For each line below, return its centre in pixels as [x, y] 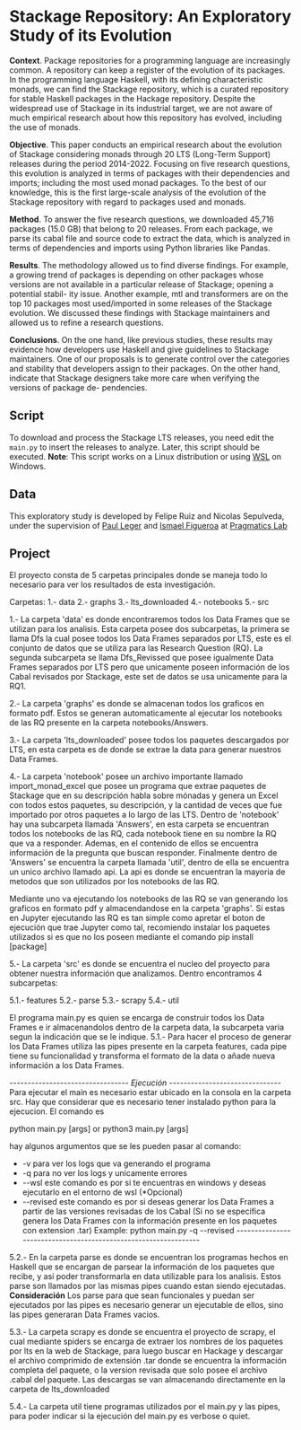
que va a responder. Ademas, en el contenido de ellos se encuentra [134, 843]
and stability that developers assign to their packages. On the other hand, [145, 368]
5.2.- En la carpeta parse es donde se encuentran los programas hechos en [149, 1258]
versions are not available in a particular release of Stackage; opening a [142, 284]
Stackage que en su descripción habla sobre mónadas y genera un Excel [144, 795]
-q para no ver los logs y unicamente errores [105, 1173]
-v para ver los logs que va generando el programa [116, 1163]
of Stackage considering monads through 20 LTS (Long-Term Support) [140, 154]
